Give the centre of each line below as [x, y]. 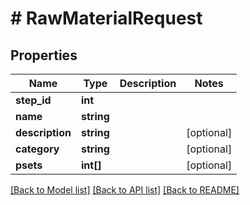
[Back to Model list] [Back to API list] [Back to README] [125, 190]
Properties [44, 55]
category [37, 149]
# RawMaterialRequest [106, 18]
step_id [33, 100]
